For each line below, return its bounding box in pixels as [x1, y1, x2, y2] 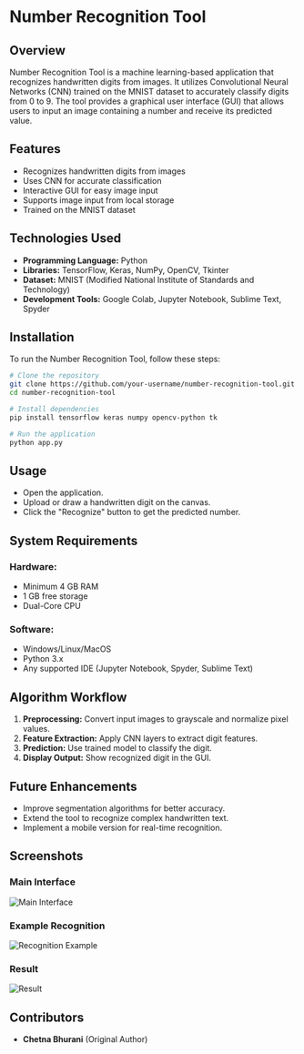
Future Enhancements [9, 778, 138, 794]
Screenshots [9, 848, 84, 864]
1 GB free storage [22, 591, 88, 602]
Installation [9, 329, 75, 345]
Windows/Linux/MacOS [22, 644, 112, 654]
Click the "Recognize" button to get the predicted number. [22, 507, 241, 518]
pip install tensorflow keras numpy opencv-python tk [9, 412, 218, 422]
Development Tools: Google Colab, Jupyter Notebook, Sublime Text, [22, 293, 282, 304]
